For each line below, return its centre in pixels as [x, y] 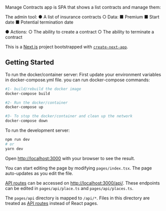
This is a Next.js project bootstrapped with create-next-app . [67, 47]
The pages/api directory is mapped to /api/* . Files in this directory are [78, 198]
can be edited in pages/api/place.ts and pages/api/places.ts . [69, 188]
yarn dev [14, 149]
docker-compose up [24, 107]
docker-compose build [28, 94]
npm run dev [17, 140]
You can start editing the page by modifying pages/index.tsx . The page [79, 168]
